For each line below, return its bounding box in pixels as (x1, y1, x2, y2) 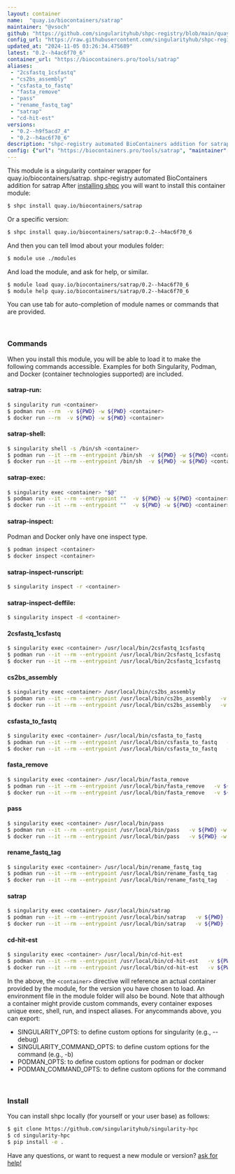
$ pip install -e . (7, 1138, 64, 1145)
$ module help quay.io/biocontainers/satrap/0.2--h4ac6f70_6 (7, 288, 190, 295)
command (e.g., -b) (17, 1050, 74, 1058)
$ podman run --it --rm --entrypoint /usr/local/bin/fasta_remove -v (7, 783, 220, 790)
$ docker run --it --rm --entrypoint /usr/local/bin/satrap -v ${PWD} (7, 920, 224, 928)
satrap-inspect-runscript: (7, 567, 84, 576)
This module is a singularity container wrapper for (7, 166, 151, 175)
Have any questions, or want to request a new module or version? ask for (7, 1151, 218, 1159)
